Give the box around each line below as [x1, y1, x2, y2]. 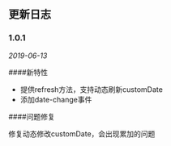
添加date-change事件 [19, 94, 92, 104]
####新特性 [8, 67, 49, 77]
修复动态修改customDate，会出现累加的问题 [8, 128, 156, 139]
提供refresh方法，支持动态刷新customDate [19, 84, 164, 94]
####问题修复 [8, 111, 55, 121]
